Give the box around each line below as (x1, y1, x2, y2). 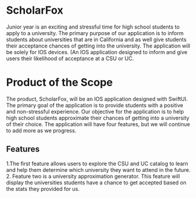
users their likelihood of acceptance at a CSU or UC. (6, 55, 134, 62)
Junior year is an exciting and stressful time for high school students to (6, 23, 180, 30)
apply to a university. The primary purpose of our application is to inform (6, 29, 184, 36)
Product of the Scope (6, 76, 113, 89)
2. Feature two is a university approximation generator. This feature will (6, 172, 180, 180)
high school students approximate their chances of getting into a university (6, 114, 189, 121)
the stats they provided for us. (6, 185, 80, 192)
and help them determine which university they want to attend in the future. (6, 166, 191, 173)
